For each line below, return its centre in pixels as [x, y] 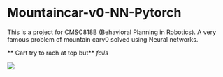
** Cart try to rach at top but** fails [58, 53]
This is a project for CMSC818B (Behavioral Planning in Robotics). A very [112, 32]
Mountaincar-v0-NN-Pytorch [94, 13]
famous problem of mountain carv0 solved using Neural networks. [103, 39]
